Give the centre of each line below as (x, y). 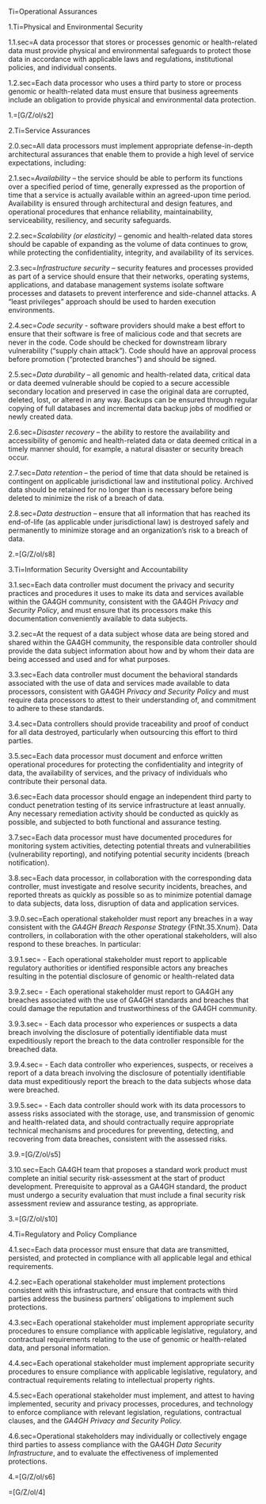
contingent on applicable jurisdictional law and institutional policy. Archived (131, 481)
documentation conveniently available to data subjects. (98, 619)
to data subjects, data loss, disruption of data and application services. (123, 903)
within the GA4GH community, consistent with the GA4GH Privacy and (123, 602)
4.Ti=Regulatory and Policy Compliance (72, 1234)
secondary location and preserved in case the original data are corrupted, (129, 391)
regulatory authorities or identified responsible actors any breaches (118, 968)
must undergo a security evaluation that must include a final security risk (127, 1195)
